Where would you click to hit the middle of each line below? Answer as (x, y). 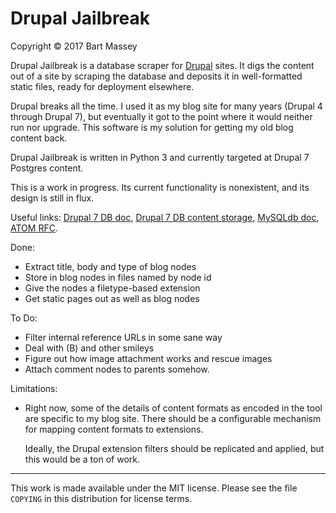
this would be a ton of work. (82, 459)
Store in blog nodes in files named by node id (118, 277)
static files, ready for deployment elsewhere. (102, 86)
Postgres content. (47, 168)
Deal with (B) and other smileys (89, 348)
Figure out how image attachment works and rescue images (148, 358)
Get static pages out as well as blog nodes (112, 298)
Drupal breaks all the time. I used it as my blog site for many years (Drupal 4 (166, 106)
